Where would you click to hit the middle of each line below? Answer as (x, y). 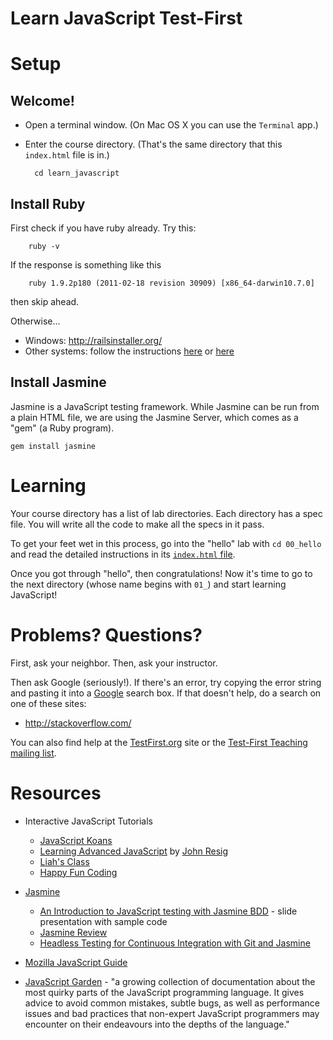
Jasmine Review (73, 932)
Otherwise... (35, 321)
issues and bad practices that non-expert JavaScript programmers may (172, 1013)
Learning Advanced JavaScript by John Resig (134, 851)
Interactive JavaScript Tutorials (88, 821)
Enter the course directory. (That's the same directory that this (153, 144)
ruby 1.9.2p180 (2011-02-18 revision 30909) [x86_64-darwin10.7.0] (171, 283)
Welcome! (42, 100)
